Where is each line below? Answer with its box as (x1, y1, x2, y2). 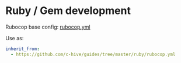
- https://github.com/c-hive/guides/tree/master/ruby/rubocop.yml (11, 51, 176, 57)
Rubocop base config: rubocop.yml (5, 23, 91, 30)
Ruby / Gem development (5, 4, 131, 17)
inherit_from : (5, 45, 40, 52)
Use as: (5, 34, 24, 41)
